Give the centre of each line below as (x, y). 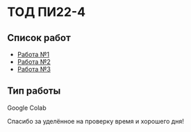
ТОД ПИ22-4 (46, 12)
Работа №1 (33, 54)
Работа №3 (34, 69)
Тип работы (34, 91)
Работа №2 (34, 62)
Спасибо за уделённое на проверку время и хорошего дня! (95, 121)
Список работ (39, 38)
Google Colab (27, 108)
